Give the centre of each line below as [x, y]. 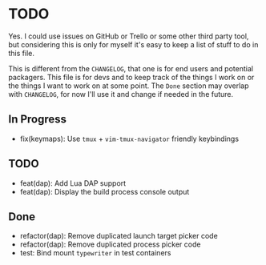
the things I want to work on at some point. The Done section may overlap [129, 86]
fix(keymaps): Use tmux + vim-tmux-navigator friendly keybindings [129, 139]
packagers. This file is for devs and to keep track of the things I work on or [131, 77]
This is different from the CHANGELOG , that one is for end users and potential [131, 68]
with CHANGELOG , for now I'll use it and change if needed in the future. [121, 94]
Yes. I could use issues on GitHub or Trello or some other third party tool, [129, 36]
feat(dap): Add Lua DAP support [73, 183]
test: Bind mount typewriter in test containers [95, 253]
